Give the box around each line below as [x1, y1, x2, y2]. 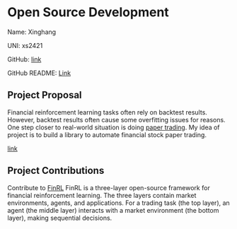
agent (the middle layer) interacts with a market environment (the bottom [7, 206, 219, 214]
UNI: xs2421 [7, 41, 43, 49]
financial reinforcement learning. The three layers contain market [7, 191, 197, 199]
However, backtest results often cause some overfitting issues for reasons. [7, 115, 226, 124]
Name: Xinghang [7, 28, 57, 36]
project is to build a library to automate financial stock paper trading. [7, 130, 207, 139]
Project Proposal [7, 89, 83, 101]
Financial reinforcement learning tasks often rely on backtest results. [7, 107, 207, 117]
